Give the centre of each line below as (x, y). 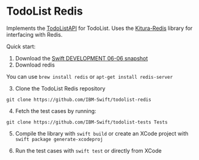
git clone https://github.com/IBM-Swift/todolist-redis (79, 100)
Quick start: (21, 46)
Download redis (35, 65)
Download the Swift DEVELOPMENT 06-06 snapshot (81, 58)
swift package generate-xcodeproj (59, 139)
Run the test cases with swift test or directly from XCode (88, 150)
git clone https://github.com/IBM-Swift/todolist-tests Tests (87, 122)
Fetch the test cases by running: (56, 111)
